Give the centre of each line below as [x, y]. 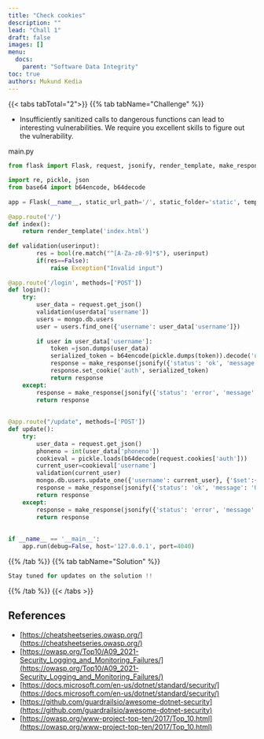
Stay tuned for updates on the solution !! [81, 576]
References [37, 616]
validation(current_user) [79, 473]
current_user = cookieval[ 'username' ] [96, 466]
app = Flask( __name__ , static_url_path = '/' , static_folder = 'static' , [125, 202]
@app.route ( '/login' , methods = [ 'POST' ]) [75, 283]
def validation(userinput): [54, 246]
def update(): [31, 429]
